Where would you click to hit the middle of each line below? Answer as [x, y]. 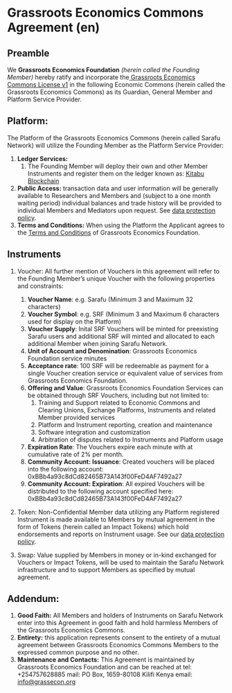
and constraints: [40, 285]
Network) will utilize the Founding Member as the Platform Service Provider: [115, 145]
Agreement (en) [54, 27]
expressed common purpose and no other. [78, 652]
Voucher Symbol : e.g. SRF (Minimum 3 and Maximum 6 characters [123, 314]
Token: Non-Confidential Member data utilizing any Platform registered [118, 512]
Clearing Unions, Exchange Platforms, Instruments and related [127, 410]
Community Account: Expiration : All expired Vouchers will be [116, 483]
